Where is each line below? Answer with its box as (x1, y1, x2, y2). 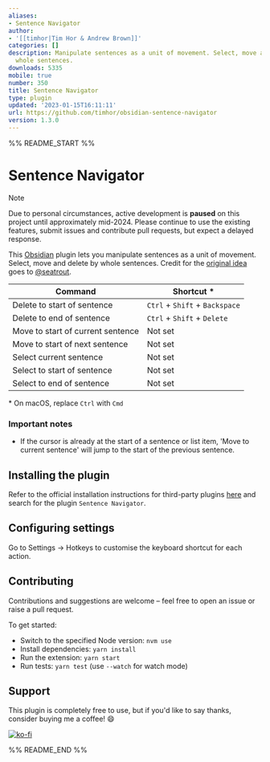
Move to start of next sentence (12, 338, 129, 349)
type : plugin (8, 94, 52, 102)
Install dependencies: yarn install (19, 644, 137, 654)
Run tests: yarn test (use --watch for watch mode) (19, 661, 189, 670)
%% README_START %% (8, 138, 95, 148)
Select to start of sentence (12, 365, 112, 376)
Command (55, 286, 96, 297)
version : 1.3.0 (8, 116, 59, 124)
